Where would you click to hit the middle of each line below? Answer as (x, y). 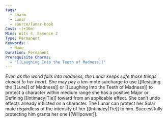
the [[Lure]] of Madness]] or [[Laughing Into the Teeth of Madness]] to (79, 87)
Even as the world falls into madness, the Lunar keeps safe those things (81, 76)
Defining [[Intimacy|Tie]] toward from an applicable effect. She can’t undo (83, 98)
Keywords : (16, 43)
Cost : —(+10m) (20, 29)
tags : (11, 10)
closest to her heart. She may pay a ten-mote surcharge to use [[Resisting (83, 82)
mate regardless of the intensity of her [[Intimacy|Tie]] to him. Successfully (84, 109)
